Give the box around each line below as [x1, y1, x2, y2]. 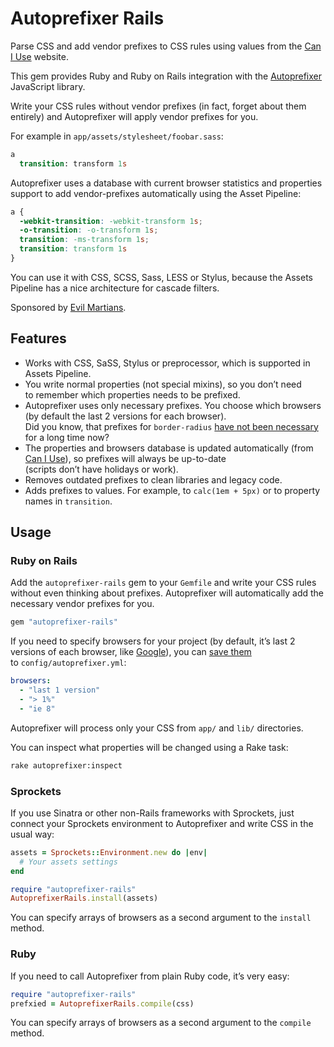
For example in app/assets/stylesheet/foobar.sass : [10, 130, 224, 142]
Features [10, 330, 67, 347]
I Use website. [10, 50, 69, 62]
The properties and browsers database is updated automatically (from [24, 442, 314, 454]
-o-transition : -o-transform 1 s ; [19, 225, 159, 236]
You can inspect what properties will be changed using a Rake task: [10, 741, 289, 753]
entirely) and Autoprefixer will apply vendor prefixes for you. [10, 110, 259, 122]
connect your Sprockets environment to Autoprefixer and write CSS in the [10, 817, 314, 829]
